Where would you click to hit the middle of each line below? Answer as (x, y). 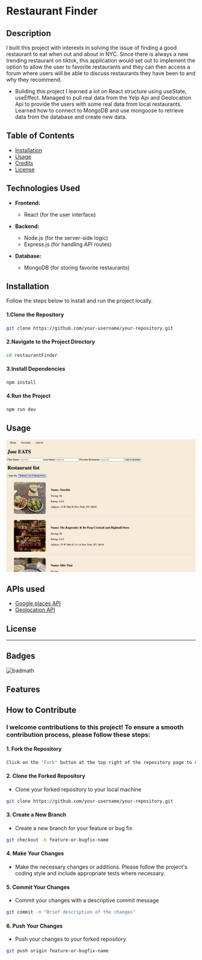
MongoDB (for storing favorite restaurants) (77, 267)
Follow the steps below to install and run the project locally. (80, 301)
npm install (21, 382)
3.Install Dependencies (36, 369)
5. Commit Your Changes (38, 887)
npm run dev (21, 409)
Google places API (38, 603)
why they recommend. (34, 80)
